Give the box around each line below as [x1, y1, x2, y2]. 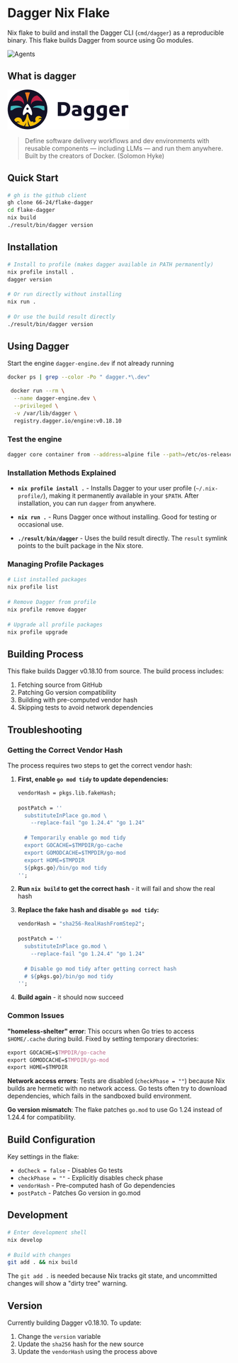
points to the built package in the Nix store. [17, 542, 144, 550]
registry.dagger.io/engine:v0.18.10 [13, 417, 122, 425]
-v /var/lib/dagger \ [13, 410, 78, 417]
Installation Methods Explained [7, 468, 117, 478]
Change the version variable [17, 1333, 101, 1341]
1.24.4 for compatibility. [7, 1113, 76, 1121]
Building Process [7, 648, 84, 660]
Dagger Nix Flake [7, 5, 110, 21]
